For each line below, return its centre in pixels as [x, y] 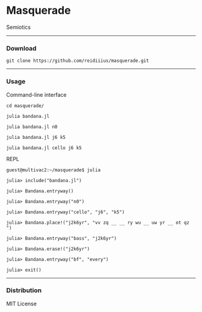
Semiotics [19, 27]
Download [22, 48]
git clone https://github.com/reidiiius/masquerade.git [78, 61]
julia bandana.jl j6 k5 [36, 137]
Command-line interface [37, 94]
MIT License [22, 304]
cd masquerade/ [25, 106]
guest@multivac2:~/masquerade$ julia [54, 170]
